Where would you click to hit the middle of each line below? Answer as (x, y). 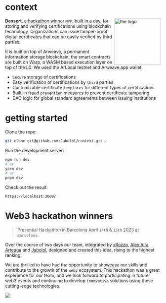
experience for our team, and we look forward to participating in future (77, 275)
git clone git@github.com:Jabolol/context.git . (56, 141)
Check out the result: (26, 187)
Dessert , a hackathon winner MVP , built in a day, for (57, 21)
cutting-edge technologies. (33, 286)
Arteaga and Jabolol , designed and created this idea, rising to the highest (80, 250)
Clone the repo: (21, 132)
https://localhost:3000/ (31, 197)
